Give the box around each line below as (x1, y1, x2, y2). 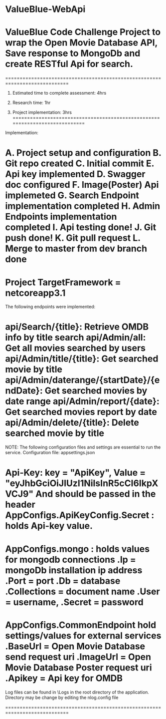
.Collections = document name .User (5, 586, 161, 597)
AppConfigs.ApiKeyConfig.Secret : (5, 510, 155, 521)
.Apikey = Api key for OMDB (5, 672, 123, 684)
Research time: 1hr (12, 100, 51, 106)
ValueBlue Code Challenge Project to (5, 27, 161, 38)
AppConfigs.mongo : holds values (5, 543, 150, 554)
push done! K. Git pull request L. (5, 232, 141, 244)
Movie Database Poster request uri (5, 662, 152, 673)
